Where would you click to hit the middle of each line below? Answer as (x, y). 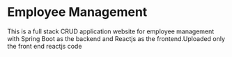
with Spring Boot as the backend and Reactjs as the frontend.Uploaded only (116, 38)
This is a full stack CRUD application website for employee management (111, 31)
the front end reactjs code (45, 46)
